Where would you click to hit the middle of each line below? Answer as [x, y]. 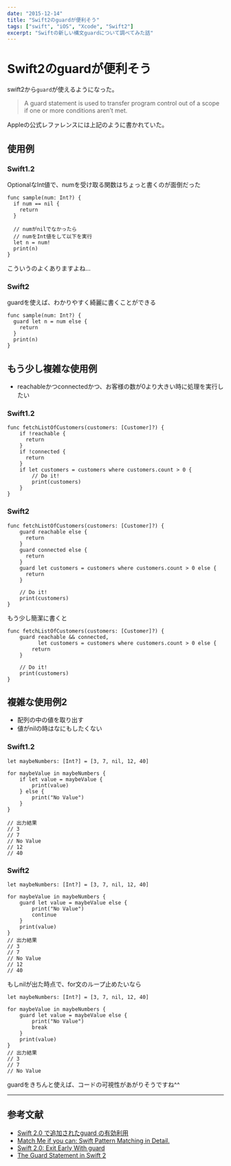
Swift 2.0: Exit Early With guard [61, 1148]
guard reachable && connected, [64, 637]
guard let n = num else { [51, 322]
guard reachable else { [54, 532]
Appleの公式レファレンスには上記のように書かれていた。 [88, 125]
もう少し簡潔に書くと [37, 617]
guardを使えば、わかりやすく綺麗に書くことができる [82, 303]
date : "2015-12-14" [35, 13]
